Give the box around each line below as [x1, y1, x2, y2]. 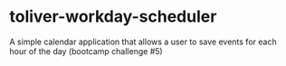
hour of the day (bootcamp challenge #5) [9, 45, 163, 56]
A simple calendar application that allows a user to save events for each [9, 36, 278, 47]
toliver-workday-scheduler [9, 6, 217, 27]
